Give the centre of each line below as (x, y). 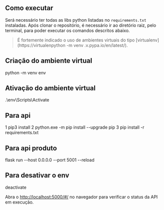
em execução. (19, 202)
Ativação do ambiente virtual (50, 88)
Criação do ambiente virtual (49, 61)
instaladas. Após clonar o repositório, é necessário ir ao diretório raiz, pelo (81, 25)
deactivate (16, 187)
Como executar (29, 8)
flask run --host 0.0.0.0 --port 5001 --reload (50, 160)
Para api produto (31, 148)
